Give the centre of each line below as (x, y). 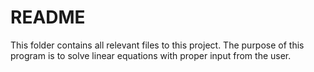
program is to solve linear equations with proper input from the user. (151, 55)
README (48, 17)
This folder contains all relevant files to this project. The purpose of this (157, 45)
